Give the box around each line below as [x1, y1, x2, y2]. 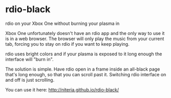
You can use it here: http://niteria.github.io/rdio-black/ [5, 86, 119, 92]
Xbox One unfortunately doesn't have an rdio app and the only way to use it [5, 30, 165, 36]
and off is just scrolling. [5, 77, 55, 83]
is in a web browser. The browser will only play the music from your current [5, 36, 164, 42]
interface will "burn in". [5, 56, 54, 62]
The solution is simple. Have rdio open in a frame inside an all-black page [5, 66, 160, 72]
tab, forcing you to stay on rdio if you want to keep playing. [5, 41, 130, 47]
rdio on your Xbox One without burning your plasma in [5, 20, 120, 26]
